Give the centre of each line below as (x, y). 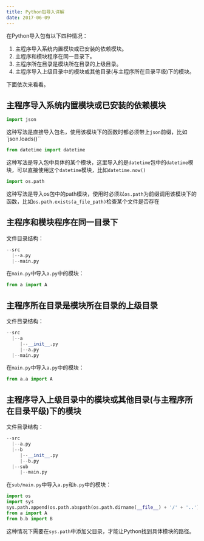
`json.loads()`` (24, 139)
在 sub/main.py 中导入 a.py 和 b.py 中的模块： (59, 484)
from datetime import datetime (46, 150)
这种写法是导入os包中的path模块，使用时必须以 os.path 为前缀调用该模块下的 (102, 194)
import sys (20, 502)
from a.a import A (29, 379)
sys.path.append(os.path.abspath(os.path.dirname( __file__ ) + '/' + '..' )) (104, 508)
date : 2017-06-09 (28, 18)
